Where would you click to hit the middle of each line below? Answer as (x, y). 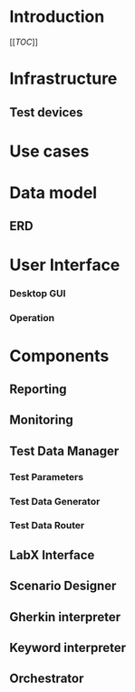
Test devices (46, 112)
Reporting (38, 389)
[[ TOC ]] (24, 42)
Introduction (57, 17)
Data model (53, 192)
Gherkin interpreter (65, 617)
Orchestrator (47, 679)
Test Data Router (47, 526)
